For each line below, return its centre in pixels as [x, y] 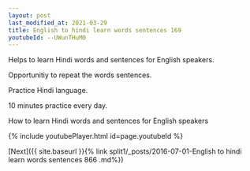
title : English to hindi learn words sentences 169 [95, 30]
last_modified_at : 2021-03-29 [58, 23]
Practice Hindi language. [48, 91]
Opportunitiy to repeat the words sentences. [80, 75]
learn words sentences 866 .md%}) [66, 160]
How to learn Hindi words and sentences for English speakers [108, 121]
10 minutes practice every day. [58, 106]
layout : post [30, 15]
